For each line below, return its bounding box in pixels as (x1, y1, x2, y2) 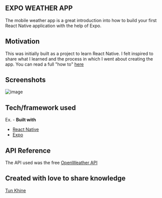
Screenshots (5, 76, 46, 84)
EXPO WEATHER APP (5, 4, 73, 13)
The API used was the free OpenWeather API (5, 160, 97, 166)
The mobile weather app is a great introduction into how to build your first (5, 17, 157, 23)
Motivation (5, 37, 40, 46)
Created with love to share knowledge (5, 174, 126, 182)
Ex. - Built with (5, 117, 36, 123)
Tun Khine (5, 187, 26, 193)
